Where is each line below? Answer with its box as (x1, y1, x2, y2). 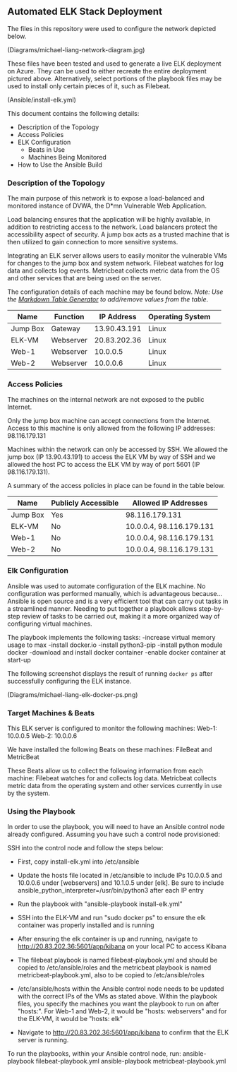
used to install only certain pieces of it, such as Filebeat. (7, 81, 171, 90)
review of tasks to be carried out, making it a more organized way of (21, 612, 220, 620)
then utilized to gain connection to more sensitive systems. (7, 238, 178, 246)
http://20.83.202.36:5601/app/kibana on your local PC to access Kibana (17, 942, 227, 951)
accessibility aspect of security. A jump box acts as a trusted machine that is (7, 230, 231, 239)
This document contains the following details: (7, 109, 140, 117)
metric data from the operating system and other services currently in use (7, 782, 222, 790)
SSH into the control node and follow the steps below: (7, 844, 164, 852)
